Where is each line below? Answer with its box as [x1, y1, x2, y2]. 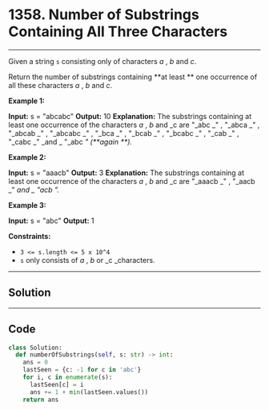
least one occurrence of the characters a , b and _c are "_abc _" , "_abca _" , [8, 120, 260, 129]
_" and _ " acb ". [8, 185, 60, 194]
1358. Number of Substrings [8, 6, 200, 24]
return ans [22, 396, 59, 404]
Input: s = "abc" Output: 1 [8, 216, 94, 225]
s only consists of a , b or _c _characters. [19, 255, 155, 265]
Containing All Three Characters [8, 22, 228, 41]
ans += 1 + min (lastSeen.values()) [29, 388, 149, 396]
